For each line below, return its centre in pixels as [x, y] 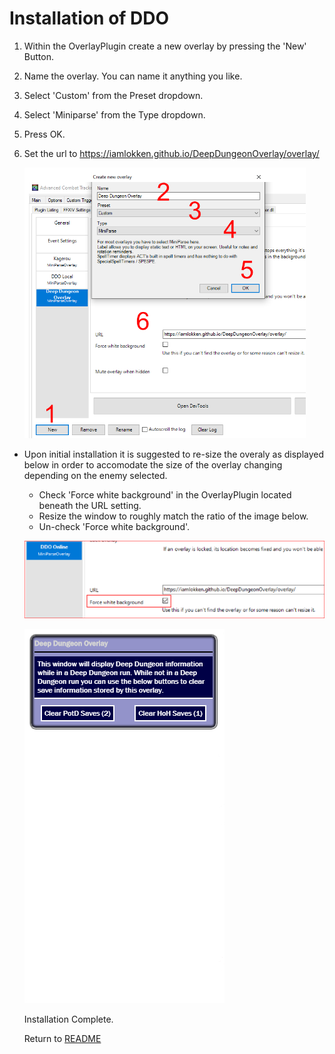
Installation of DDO [89, 18]
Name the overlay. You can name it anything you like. [133, 76]
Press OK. [44, 134]
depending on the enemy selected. [95, 475]
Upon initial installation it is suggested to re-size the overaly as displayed [174, 454]
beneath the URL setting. [90, 505]
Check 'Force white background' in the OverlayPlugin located [165, 494]
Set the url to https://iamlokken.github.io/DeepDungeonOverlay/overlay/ [171, 153]
